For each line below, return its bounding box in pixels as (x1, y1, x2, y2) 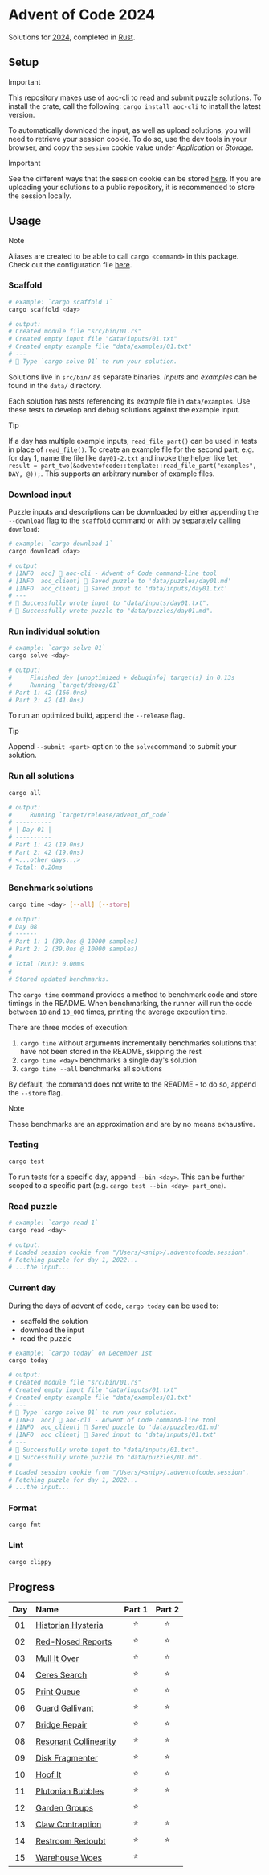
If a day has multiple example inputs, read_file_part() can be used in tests (8, 436, 258, 445)
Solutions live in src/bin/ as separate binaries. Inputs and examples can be (8, 372, 258, 382)
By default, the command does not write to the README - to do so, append (8, 1079, 257, 1089)
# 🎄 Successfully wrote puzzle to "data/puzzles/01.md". (8, 1453, 203, 1461)
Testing (8, 1139, 39, 1150)
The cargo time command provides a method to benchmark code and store (8, 989, 258, 1000)
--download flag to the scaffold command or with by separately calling (8, 515, 241, 525)
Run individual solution (8, 626, 100, 637)
